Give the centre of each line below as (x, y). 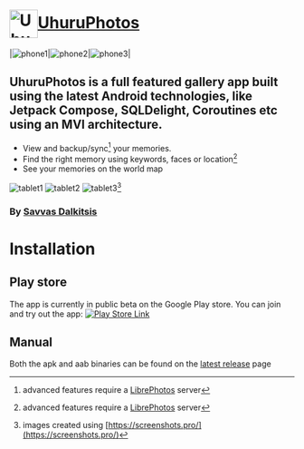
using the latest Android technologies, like (131, 97)
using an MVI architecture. (86, 125)
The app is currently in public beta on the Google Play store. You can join (145, 304)
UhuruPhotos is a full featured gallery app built (144, 82)
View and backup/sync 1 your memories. (97, 147)
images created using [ (65, 425)
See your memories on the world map (93, 169)
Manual (31, 342)
